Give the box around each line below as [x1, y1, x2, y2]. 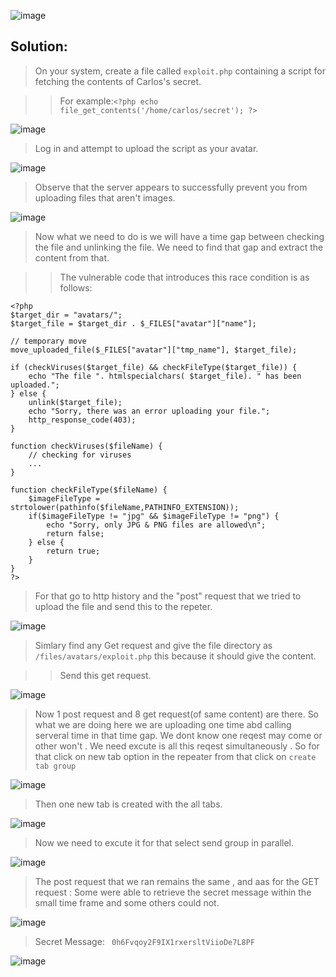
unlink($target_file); [28, 397, 123, 407]
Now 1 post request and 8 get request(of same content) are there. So [34, 708, 320, 720]
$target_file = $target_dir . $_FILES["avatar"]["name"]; [10, 318, 257, 329]
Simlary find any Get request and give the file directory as [34, 639, 273, 651]
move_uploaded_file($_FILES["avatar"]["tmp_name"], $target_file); [10, 345, 298, 355]
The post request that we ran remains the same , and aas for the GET [34, 875, 320, 887]
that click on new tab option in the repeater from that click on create [34, 750, 317, 762]
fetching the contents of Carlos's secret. [34, 75, 202, 87]
